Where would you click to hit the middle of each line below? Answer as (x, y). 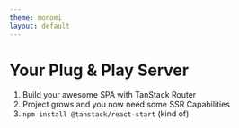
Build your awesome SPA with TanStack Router (109, 95)
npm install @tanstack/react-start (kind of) (106, 114)
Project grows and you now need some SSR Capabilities (126, 105)
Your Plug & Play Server (99, 70)
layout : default (40, 26)
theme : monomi (36, 17)
